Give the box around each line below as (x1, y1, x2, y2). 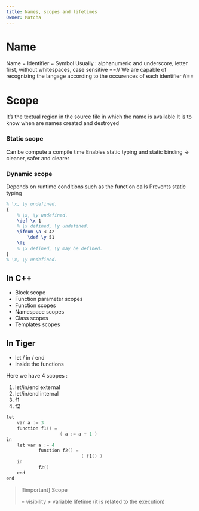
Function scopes (14, 302, 56, 309)
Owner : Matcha (6, 14, 42, 20)
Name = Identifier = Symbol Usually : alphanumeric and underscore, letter (6, 60, 188, 67)
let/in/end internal (14, 390, 59, 397)
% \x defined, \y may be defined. (17, 245, 103, 251)
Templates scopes (14, 321, 60, 328)
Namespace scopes (14, 308, 65, 315)
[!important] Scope (20, 486, 68, 494)
